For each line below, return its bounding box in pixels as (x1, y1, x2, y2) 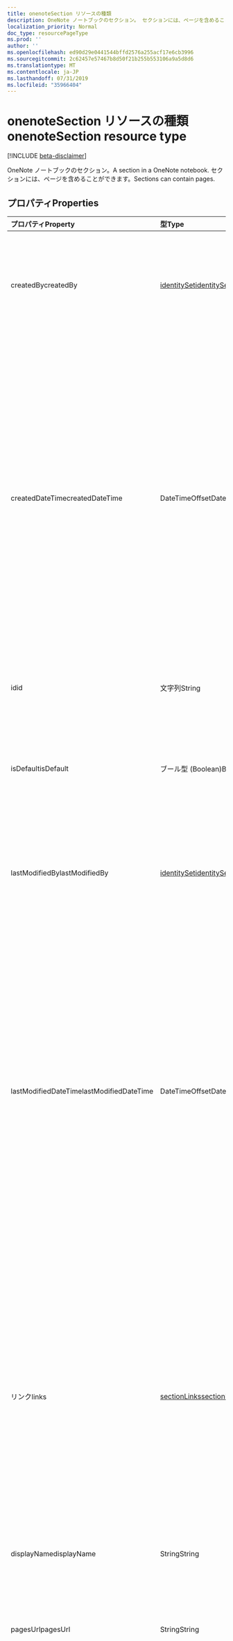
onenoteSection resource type (7, 129, 187, 145)
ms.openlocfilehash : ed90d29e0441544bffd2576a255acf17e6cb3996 (7, 49, 194, 56)
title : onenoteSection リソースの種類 (7, 10, 112, 17)
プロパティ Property (10, 220, 75, 229)
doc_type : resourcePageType (7, 29, 89, 37)
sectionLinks (159, 1392, 202, 1401)
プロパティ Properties (7, 197, 99, 209)
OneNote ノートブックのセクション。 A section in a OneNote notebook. (7, 166, 209, 175)
